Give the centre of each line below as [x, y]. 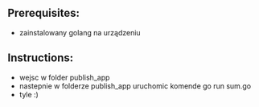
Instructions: [41, 58]
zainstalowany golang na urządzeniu [80, 32]
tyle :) [29, 94]
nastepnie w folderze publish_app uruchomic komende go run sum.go [135, 86]
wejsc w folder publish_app [64, 77]
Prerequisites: [43, 13]
